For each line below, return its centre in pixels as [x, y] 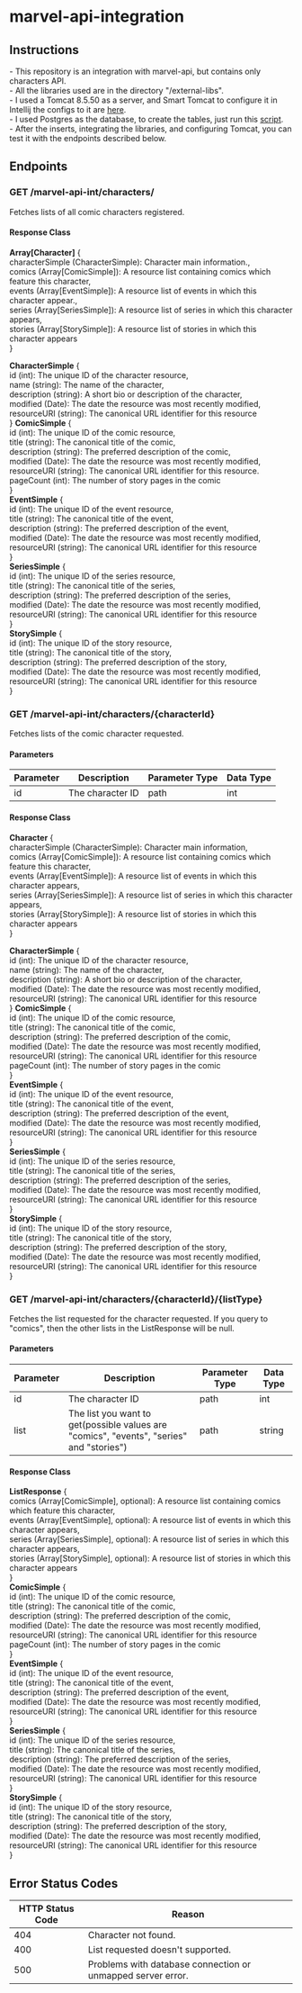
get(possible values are [118, 1425]
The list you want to [109, 1413]
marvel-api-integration [97, 17]
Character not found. [132, 1935]
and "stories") [98, 1447]
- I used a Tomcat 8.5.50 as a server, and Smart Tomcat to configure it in [143, 100]
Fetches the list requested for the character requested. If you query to [138, 1318]
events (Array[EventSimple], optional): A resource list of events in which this [150, 1520]
